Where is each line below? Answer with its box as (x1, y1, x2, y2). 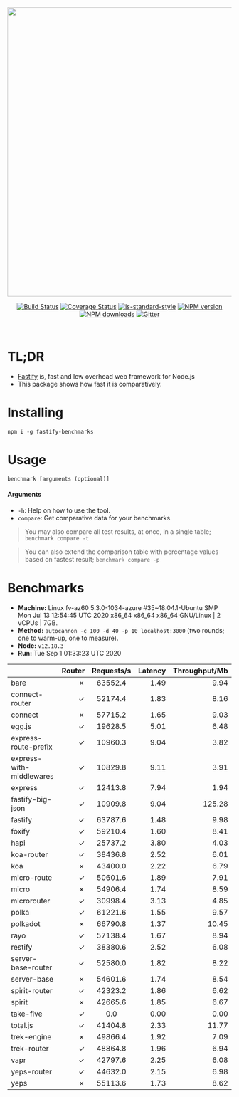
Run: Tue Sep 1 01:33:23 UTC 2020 (17, 649, 122, 657)
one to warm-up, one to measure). (17, 634, 119, 642)
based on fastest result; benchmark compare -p (24, 555, 160, 564)
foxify (11, 826, 31, 836)
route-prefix (11, 742, 53, 752)
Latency (137, 666, 166, 676)
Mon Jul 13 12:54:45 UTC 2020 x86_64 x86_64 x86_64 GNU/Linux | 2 (17, 611, 221, 619)
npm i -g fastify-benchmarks (7, 428, 94, 435)
